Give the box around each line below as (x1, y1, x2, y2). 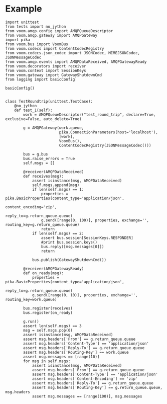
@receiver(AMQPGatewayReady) (23, 266, 84, 271)
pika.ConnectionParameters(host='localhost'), (59, 129, 158, 135)
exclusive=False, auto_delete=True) (5, 116, 82, 121)
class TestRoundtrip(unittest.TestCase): (5, 99, 93, 104)
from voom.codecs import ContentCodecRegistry (5, 46, 104, 51)
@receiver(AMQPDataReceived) (23, 169, 84, 174)
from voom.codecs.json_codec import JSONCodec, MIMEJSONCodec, (5, 50, 140, 55)
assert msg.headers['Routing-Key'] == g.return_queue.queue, (32, 385, 163, 390)
